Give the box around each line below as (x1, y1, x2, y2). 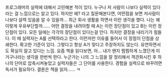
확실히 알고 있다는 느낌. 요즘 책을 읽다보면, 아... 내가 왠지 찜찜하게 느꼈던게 (10, 48, 155, 54)
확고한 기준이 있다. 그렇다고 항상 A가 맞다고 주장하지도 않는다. (19, 42, 140, 47)
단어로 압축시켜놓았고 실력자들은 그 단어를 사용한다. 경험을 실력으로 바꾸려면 (14, 60, 163, 66)
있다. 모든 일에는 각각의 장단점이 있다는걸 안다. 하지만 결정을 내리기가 (18, 29, 153, 35)
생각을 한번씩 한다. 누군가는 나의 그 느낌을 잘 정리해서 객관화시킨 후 (26, 54, 157, 60)
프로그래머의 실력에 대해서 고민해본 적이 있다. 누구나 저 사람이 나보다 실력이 (5, 4, 152, 10)
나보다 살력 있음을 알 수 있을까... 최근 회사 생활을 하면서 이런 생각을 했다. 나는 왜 (5, 17, 161, 22)
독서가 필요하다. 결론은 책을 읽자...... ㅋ (5, 67, 81, 72)
